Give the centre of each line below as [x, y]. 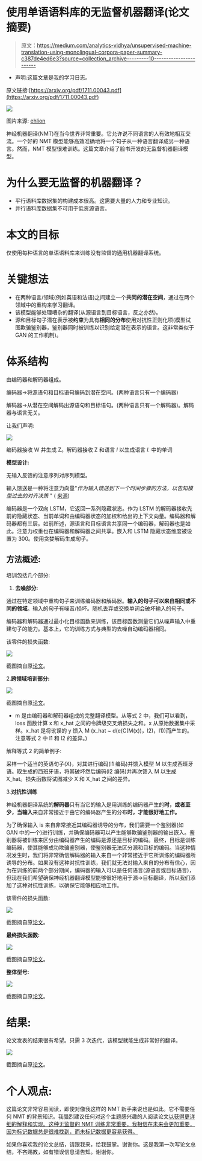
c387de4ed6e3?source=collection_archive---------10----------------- [108, 59]
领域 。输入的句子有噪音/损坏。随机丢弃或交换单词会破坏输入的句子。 [102, 608]
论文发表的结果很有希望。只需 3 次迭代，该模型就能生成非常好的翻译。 [94, 1040]
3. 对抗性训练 [22, 792]
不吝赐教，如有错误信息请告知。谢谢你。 [67, 1152]
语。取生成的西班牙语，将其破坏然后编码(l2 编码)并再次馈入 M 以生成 [91, 771]
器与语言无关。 [25, 412]
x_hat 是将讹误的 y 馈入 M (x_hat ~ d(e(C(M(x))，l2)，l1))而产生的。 [109, 730]
